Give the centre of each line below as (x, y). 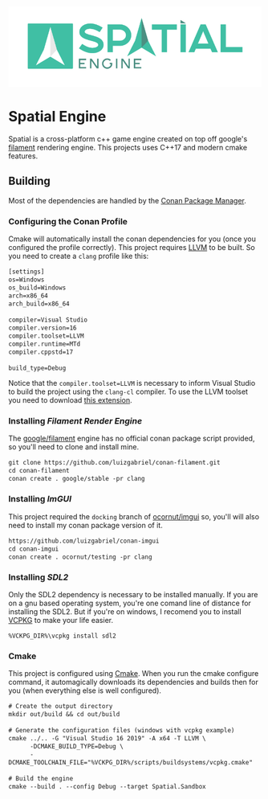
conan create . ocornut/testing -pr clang (80, 557)
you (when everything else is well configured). (85, 690)
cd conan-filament (39, 471)
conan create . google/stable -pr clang (77, 479)
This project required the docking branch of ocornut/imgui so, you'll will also (134, 516)
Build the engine (45, 779)
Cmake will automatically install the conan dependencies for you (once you (132, 239)
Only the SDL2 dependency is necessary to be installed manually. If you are (133, 594)
